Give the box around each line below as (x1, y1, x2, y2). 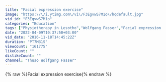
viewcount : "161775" (5, 44, 48, 49)
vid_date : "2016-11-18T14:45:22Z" (5, 35, 77, 40)
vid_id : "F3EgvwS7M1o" (5, 16, 52, 21)
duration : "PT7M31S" (5, 40, 48, 44)
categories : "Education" (5, 21, 57, 26)
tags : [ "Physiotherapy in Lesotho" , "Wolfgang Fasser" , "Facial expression (5, 26, 162, 31)
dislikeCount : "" (5, 53, 41, 58)
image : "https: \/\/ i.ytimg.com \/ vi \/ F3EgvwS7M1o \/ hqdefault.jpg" (5, 12, 143, 17)
